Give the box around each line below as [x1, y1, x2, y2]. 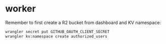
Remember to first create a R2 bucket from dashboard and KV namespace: [5, 19, 161, 25]
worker [5, 3, 36, 14]
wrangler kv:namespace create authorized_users [5, 33, 108, 39]
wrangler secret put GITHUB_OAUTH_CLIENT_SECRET [5, 29, 110, 34]
